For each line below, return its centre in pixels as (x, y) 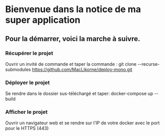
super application (43, 20)
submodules (18, 69)
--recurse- (149, 64)
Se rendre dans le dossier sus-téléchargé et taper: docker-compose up (79, 94)
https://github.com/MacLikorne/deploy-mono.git (82, 69)
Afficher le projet (26, 112)
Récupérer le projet (29, 53)
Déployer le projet (27, 82)
